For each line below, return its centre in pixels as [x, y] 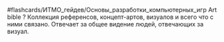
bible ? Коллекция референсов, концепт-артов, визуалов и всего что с [111, 17]
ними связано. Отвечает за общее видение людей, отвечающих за [105, 24]
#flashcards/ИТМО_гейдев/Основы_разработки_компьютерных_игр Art [112, 10]
